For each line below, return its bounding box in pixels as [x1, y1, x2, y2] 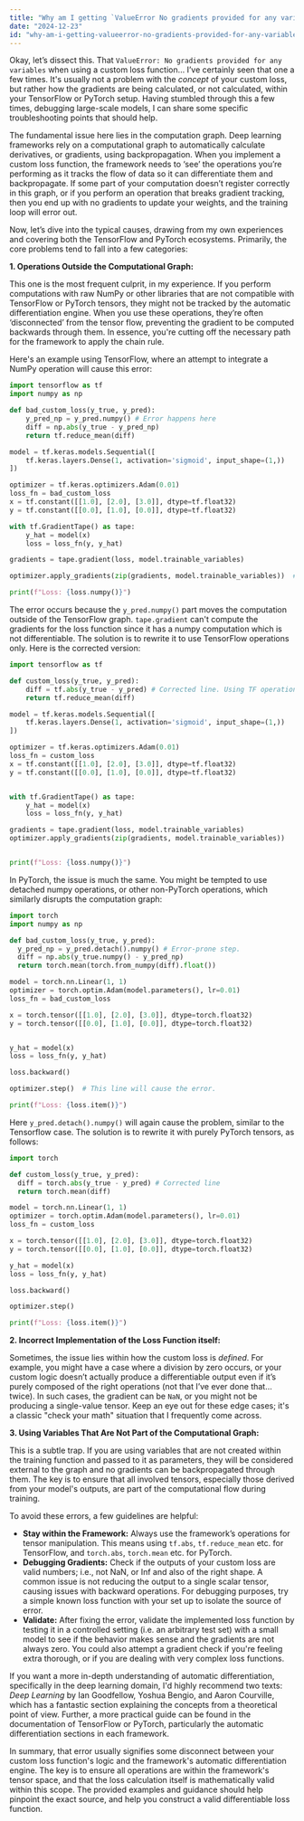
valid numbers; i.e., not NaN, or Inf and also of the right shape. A [22, 1567, 263, 1578]
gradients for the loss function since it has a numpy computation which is [9, 623, 282, 634]
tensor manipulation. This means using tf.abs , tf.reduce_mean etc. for [22, 1538, 284, 1549]
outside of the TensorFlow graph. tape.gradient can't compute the [9, 614, 259, 624]
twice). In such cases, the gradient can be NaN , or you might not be [9, 1390, 258, 1402]
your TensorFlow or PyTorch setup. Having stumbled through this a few [9, 93, 275, 104]
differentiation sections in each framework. [9, 1729, 170, 1740]
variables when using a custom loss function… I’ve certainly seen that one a [9, 64, 295, 75]
